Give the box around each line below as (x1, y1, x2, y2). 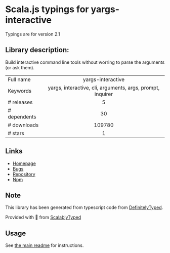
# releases (8, 99, 33, 106)
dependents (8, 113, 36, 120)
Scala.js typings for (5, 4, 89, 15)
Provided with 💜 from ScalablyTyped (5, 214, 81, 221)
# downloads (8, 121, 39, 129)
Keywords (8, 87, 32, 94)
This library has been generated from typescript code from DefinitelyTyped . (5, 204, 163, 210)
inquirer (94, 90, 113, 97)
